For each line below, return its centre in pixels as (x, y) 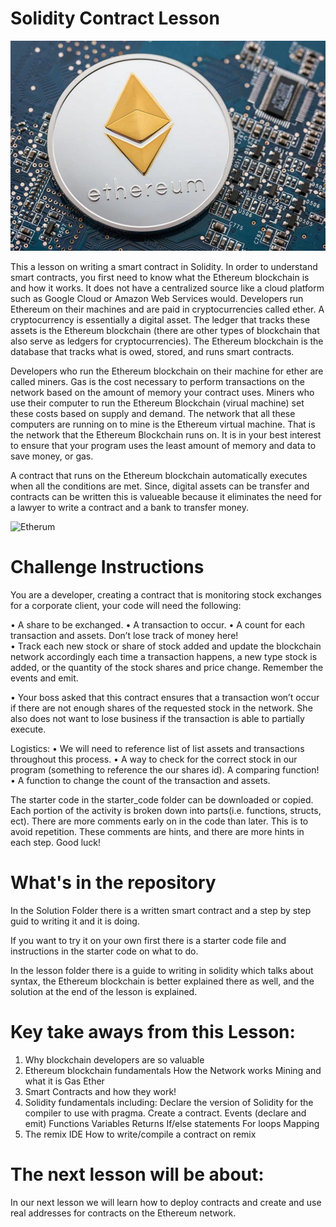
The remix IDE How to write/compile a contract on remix (140, 1134)
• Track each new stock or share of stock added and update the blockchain (166, 646)
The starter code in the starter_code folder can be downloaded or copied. (162, 800)
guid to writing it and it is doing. (75, 921)
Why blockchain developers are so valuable (114, 1060)
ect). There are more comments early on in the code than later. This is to (159, 821)
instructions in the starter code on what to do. (104, 951)
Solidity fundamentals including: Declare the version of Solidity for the (169, 1103)
